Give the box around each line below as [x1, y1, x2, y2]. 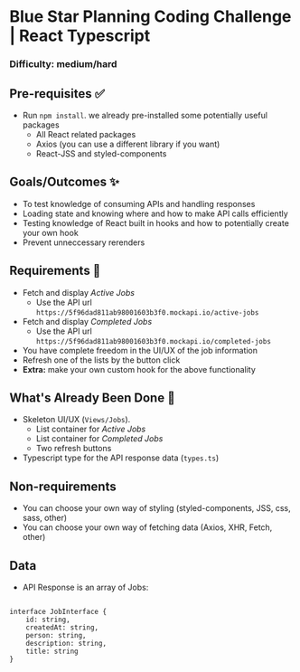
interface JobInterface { [9, 607, 107, 616]
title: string [25, 647, 79, 656]
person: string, [25, 630, 88, 639]
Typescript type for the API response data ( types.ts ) [22, 452, 220, 463]
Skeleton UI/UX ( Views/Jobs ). [22, 414, 131, 425]
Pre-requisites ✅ [9, 86, 106, 101]
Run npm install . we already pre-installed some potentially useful [22, 109, 268, 120]
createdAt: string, [25, 622, 99, 632]
